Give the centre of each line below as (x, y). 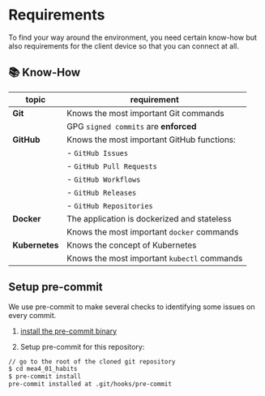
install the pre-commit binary (68, 331)
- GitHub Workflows (103, 179)
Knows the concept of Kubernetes (131, 245)
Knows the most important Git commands (145, 113)
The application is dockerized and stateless (149, 218)
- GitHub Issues (97, 153)
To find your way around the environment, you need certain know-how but (133, 37)
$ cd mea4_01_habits (43, 369)
